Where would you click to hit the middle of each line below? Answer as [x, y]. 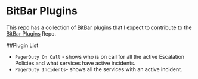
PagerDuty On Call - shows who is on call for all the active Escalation [100, 56]
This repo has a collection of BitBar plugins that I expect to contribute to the [99, 27]
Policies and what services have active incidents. [75, 63]
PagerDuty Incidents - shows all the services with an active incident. [99, 69]
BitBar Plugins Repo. [31, 33]
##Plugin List [22, 45]
